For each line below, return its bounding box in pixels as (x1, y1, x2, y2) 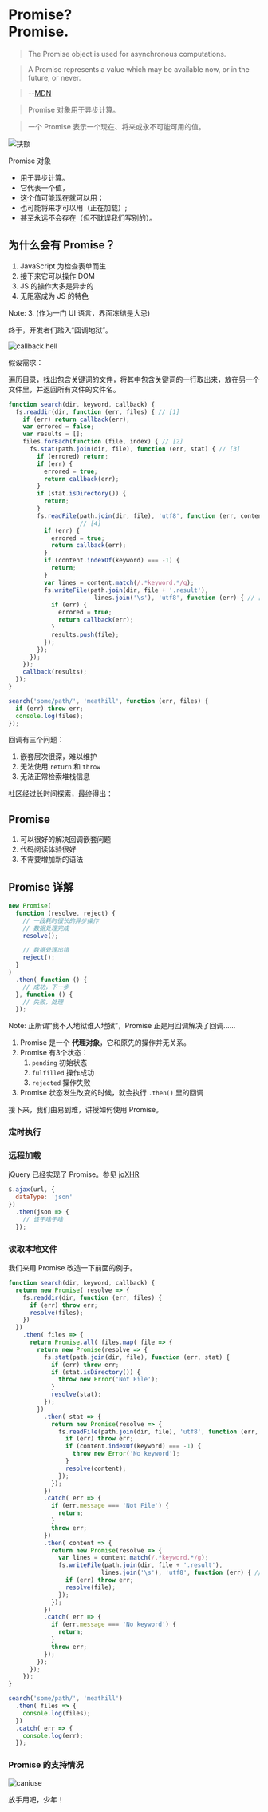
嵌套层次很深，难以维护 (19, 752, 97, 761)
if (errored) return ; (37, 452, 109, 460)
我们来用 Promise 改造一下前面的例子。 (8, 1263, 137, 1273)
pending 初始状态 (31, 1058, 88, 1067)
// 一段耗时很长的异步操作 (22, 916, 99, 924)
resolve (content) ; (65, 1464, 127, 1472)
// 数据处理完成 (22, 924, 69, 932)
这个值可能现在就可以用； (19, 193, 104, 202)
